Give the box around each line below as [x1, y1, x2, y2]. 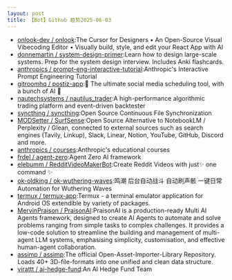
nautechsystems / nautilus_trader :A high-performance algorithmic [17, 94, 205, 102]
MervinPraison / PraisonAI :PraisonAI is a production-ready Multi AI [17, 206, 207, 214]
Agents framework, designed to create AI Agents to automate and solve [17, 213, 221, 221]
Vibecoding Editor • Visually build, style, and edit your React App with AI [17, 43, 224, 51]
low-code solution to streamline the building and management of [17, 228, 202, 237]
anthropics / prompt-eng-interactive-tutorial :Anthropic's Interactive [17, 65, 209, 73]
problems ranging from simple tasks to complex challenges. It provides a [17, 221, 224, 229]
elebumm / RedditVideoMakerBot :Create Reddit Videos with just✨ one [17, 160, 217, 168]
